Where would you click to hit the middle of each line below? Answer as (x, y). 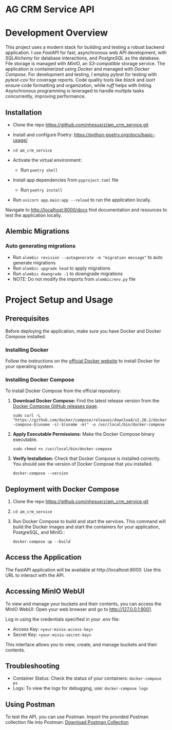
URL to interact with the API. (35, 575)
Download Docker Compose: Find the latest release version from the (86, 401)
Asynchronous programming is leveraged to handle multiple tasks (75, 91)
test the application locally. (34, 215)
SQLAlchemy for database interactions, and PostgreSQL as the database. (83, 58)
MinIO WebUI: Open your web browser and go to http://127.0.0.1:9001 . (79, 609)
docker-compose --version (40, 473)
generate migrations (34, 262)
